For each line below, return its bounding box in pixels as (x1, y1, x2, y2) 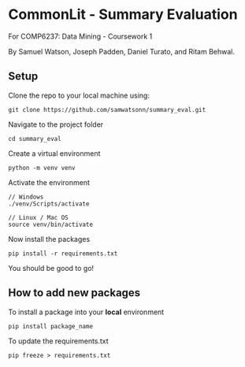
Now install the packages (8, 234, 91, 243)
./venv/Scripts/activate (8, 199, 90, 208)
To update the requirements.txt (8, 336, 109, 346)
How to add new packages (8, 286, 141, 300)
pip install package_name (8, 322, 93, 330)
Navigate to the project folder (8, 120, 104, 129)
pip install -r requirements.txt (8, 250, 118, 258)
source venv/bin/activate (8, 221, 93, 228)
